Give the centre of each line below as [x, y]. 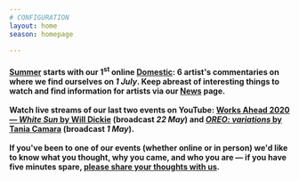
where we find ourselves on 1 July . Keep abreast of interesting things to [145, 81]
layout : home [33, 26]
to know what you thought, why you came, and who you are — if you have [148, 157]
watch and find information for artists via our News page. [117, 91]
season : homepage [41, 34]
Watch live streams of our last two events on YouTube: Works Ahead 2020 [149, 110]
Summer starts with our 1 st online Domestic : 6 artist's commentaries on [144, 70]
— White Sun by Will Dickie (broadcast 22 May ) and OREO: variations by [146, 119]
